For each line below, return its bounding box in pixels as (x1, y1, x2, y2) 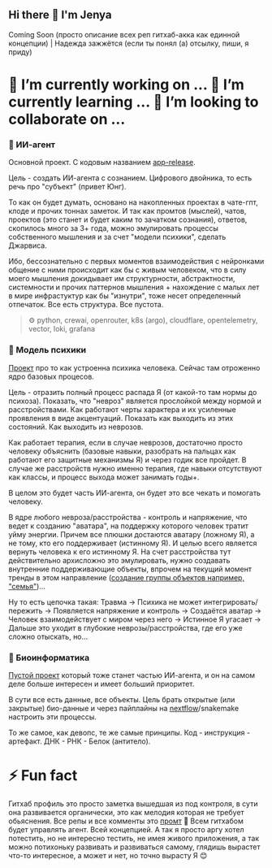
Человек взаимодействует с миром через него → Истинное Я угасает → (8, 614, 261, 624)
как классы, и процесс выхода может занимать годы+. (8, 472, 201, 482)
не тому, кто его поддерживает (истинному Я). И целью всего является (8, 538, 257, 548)
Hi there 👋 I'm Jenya (8, 8, 112, 22)
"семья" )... (8, 581, 46, 591)
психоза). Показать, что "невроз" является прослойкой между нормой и (8, 396, 261, 406)
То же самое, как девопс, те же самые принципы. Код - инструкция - (8, 727, 250, 737)
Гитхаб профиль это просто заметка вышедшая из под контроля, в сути (8, 798, 258, 809)
